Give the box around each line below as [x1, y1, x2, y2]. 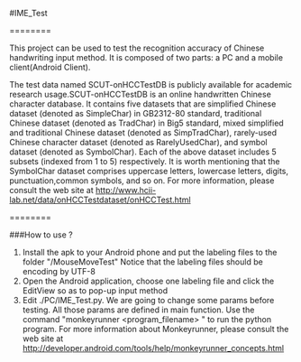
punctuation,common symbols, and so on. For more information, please [9, 175, 275, 186]
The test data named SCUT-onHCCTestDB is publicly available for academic [9, 79, 293, 89]
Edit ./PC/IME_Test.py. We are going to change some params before [22, 295, 275, 305]
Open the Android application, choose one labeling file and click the [22, 275, 275, 286]
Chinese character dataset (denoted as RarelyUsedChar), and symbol [9, 137, 268, 147]
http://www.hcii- [95, 185, 156, 195]
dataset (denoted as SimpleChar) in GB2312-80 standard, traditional [9, 108, 262, 118]
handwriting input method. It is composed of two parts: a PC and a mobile [9, 52, 284, 62]
